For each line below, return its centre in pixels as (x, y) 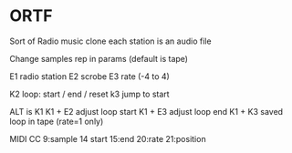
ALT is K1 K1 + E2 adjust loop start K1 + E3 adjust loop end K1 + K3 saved (146, 111)
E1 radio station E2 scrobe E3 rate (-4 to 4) (90, 76)
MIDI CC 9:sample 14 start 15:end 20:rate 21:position (108, 138)
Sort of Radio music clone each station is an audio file (110, 41)
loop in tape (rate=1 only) (57, 121)
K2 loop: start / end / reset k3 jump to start (90, 94)
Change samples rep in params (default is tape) (99, 58)
